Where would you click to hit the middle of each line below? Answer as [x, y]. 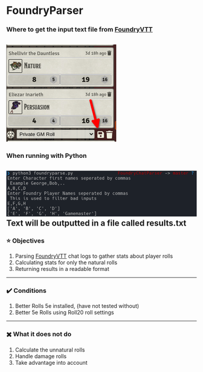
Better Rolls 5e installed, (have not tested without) [77, 306]
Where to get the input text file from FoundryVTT [79, 30]
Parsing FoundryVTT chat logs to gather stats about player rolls [94, 256]
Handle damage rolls [41, 356]
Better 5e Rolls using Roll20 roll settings [64, 313]
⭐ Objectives [25, 241]
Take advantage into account [51, 362]
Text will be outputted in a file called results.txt [96, 223]
